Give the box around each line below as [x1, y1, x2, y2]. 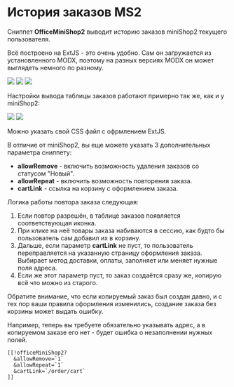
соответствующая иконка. [17, 218, 97, 227]
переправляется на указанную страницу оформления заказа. [17, 249, 202, 257]
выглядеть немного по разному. [7, 63, 104, 72]
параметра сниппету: [7, 148, 72, 157]
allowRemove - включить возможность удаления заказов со [17, 162, 200, 170]
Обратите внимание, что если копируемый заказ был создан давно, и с [7, 292, 223, 301]
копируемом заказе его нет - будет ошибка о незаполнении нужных [7, 328, 213, 336]
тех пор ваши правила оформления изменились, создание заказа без [7, 299, 216, 308]
